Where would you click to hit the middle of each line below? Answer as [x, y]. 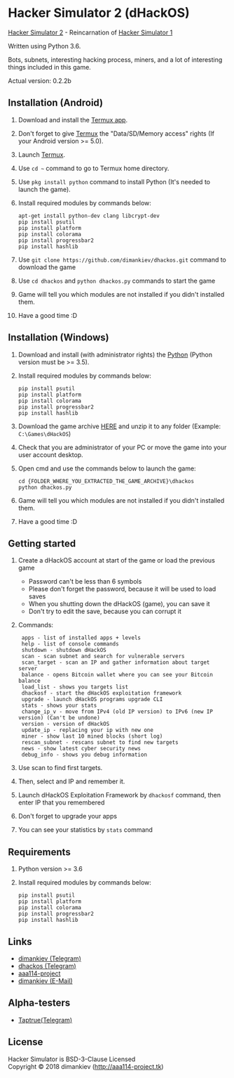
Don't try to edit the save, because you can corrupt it [105, 611]
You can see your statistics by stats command [85, 830]
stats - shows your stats [59, 706]
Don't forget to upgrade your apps [68, 816]
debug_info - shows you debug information [84, 755]
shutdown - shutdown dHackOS [64, 650]
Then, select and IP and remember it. [71, 781]
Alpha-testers [39, 1003]
